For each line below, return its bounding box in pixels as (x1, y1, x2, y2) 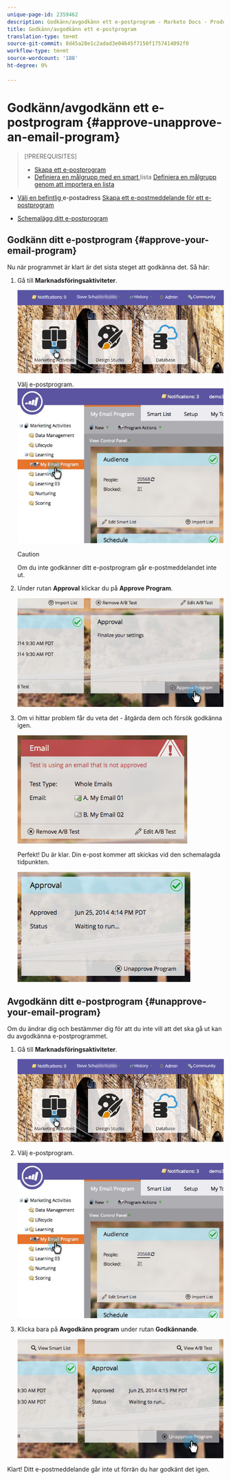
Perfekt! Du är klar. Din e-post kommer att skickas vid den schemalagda (16, 850, 221, 859)
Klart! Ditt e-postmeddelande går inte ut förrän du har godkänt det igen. (7, 1466, 210, 1474)
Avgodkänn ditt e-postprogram (7, 995, 143, 1007)
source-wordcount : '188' (7, 55, 78, 62)
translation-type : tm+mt (7, 33, 78, 40)
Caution (16, 550, 40, 559)
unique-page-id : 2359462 (7, 11, 78, 18)
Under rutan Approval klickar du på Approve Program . (16, 584, 173, 592)
